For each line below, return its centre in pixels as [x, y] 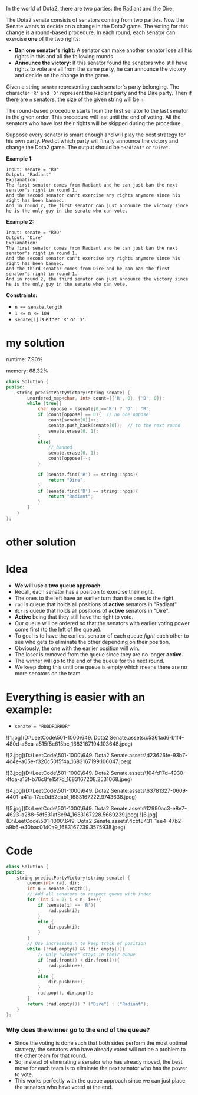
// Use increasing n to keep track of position [87, 944]
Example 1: [20, 158]
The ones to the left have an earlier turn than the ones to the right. [95, 598]
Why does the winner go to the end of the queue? [78, 1030]
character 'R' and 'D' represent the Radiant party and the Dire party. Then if [99, 93]
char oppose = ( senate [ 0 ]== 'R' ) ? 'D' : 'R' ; [94, 409]
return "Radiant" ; [71, 496]
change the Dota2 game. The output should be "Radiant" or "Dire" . [88, 147]
